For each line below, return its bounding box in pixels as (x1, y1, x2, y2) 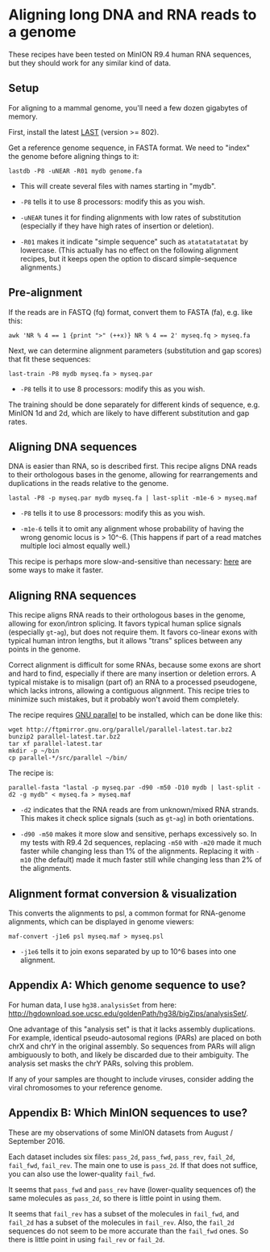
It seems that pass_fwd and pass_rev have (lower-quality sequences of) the (8, 1184, 256, 1194)
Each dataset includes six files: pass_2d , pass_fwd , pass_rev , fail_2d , (8, 1152, 235, 1162)
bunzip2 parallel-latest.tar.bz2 (8, 733, 121, 741)
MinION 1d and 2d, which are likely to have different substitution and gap (8, 408, 250, 417)
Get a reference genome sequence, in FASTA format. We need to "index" (8, 143, 251, 153)
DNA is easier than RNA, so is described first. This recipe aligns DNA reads (8, 462, 258, 471)
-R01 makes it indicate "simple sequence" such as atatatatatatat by (19, 237, 248, 246)
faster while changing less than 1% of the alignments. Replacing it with (19, 846, 255, 856)
